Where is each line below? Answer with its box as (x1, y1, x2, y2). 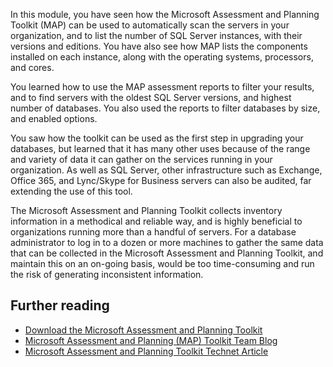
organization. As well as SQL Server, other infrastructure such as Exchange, (10, 164, 323, 176)
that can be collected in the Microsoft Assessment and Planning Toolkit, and (10, 247, 324, 259)
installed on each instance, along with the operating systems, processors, (10, 51, 314, 63)
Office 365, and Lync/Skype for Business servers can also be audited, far (10, 175, 312, 186)
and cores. (10, 62, 55, 73)
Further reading (10, 297, 110, 314)
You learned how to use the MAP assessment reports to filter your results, (10, 81, 315, 93)
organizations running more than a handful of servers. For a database (10, 226, 297, 238)
